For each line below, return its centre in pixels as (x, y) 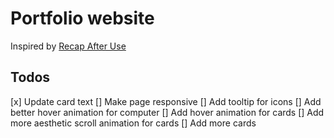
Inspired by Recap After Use (68, 46)
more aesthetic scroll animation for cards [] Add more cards (133, 123)
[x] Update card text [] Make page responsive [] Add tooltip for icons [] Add (166, 101)
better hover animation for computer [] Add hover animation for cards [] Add (167, 112)
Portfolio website (82, 18)
